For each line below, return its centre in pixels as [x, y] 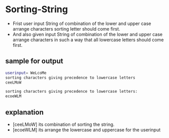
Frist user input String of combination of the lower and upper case [82, 23]
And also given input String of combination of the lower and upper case [88, 34]
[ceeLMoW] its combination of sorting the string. [63, 124]
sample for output [34, 61]
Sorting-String [37, 9]
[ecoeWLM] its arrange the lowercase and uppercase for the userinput [87, 130]
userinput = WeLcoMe [26, 73]
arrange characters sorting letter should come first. [66, 29]
